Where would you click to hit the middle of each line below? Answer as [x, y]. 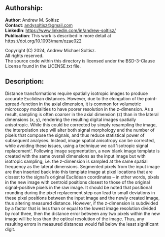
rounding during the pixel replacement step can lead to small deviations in [80, 193]
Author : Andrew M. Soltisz [32, 20]
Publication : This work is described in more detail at [58, 35]
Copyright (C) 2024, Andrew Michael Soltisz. [50, 50]
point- [151, 98]
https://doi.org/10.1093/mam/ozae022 [44, 41]
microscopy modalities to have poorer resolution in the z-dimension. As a [79, 109]
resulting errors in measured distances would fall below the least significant [82, 224]
